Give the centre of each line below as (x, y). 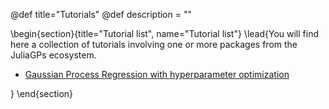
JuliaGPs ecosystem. (53, 55)
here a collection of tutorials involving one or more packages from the (154, 44)
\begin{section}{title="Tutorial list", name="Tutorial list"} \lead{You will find (164, 33)
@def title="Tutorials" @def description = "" (101, 14)
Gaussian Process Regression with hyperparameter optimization (157, 74)
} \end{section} (42, 93)
